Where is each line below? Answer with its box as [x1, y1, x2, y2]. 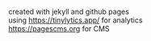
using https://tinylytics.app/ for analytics [8, 15, 143, 25]
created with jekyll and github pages [8, 7, 129, 16]
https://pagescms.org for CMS [8, 24, 111, 33]
